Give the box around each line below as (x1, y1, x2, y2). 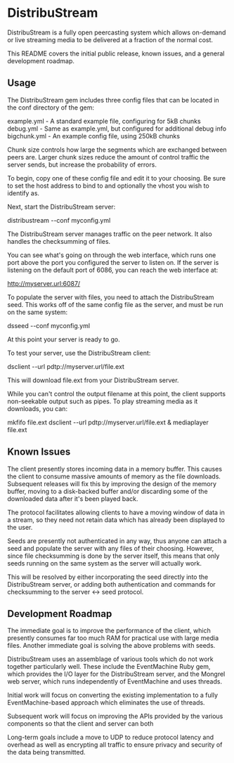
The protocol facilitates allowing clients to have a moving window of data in (7, 508, 225, 516)
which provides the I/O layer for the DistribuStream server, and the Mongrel (7, 670, 226, 679)
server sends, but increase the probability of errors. (7, 160, 157, 169)
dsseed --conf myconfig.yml (7, 321, 90, 330)
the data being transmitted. (7, 748, 86, 757)
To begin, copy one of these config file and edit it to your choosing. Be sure (7, 174, 226, 182)
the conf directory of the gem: (7, 103, 95, 112)
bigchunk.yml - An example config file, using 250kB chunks (7, 131, 181, 140)
